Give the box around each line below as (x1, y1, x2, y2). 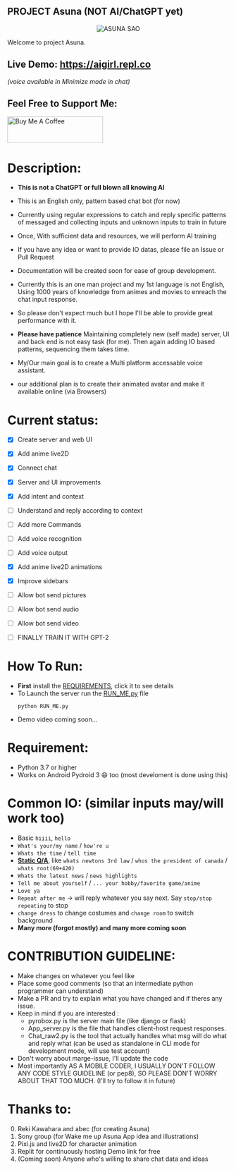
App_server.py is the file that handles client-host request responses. (27, 1024, 227, 1032)
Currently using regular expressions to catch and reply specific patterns (17, 211, 227, 219)
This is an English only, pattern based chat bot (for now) (17, 197, 181, 205)
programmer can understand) (17, 987, 104, 995)
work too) (7, 810, 65, 827)
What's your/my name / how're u (17, 841, 109, 850)
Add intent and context (17, 492, 85, 500)
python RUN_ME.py (17, 703, 69, 710)
